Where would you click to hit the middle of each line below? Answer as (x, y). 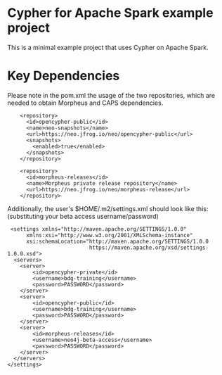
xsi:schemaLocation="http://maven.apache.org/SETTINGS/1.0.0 (117, 241)
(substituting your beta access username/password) (83, 216)
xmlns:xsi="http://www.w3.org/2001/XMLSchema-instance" (109, 235)
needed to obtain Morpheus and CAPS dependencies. (85, 103)
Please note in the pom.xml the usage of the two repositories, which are (111, 95)
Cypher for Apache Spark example (110, 13)
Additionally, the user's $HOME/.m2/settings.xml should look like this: (108, 208)
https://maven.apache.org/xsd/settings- (149, 248)
